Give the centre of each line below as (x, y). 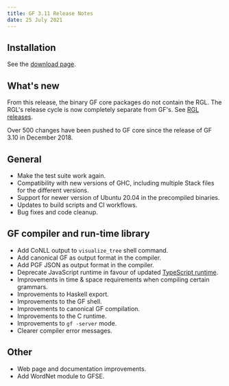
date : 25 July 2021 (35, 20)
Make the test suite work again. (61, 175)
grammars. (32, 286)
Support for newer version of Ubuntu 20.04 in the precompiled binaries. (118, 197)
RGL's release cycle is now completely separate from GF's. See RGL (103, 110)
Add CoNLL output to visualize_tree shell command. (93, 250)
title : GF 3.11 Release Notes (50, 13)
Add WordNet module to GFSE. (61, 376)
